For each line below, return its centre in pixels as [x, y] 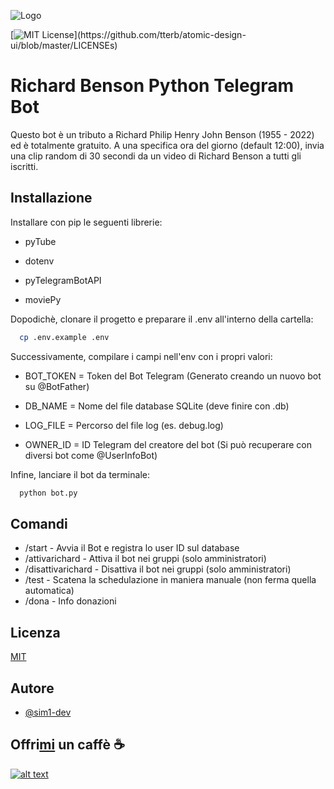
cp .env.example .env [64, 337]
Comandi [39, 523]
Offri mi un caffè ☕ [67, 745]
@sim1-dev [48, 712]
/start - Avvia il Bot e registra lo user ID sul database [132, 548]
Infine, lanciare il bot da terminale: [80, 474]
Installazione [51, 198]
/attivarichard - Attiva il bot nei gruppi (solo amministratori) [145, 559]
